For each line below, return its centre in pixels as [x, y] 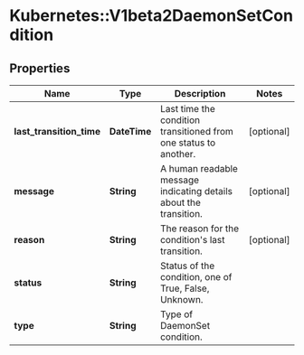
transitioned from [196, 131]
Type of [176, 314]
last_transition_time [57, 131]
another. [178, 154]
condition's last [192, 240]
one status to [188, 143]
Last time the [187, 109]
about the [180, 202]
